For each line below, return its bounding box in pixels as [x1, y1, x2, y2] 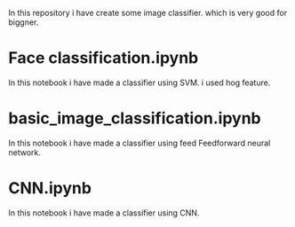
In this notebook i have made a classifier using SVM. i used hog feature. [8, 77, 271, 88]
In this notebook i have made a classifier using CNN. [8, 207, 200, 218]
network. [8, 146, 42, 158]
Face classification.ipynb [8, 48, 199, 68]
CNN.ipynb [8, 178, 92, 199]
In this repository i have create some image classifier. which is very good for [8, 8, 288, 18]
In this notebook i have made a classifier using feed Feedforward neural [8, 137, 271, 148]
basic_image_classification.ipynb [8, 108, 261, 129]
